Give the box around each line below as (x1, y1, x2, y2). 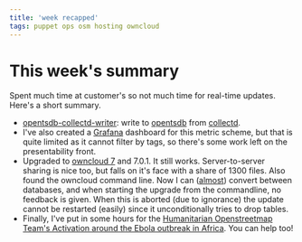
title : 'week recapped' (9, 13, 99, 23)
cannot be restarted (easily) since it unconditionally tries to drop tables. (22, 204, 289, 215)
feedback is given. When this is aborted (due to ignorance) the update (22, 194, 285, 205)
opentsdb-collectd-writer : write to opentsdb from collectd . (22, 117, 241, 128)
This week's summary (9, 60, 179, 81)
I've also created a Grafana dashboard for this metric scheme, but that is (22, 127, 293, 138)
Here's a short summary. (9, 100, 101, 111)
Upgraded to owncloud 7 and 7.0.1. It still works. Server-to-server (22, 155, 265, 167)
